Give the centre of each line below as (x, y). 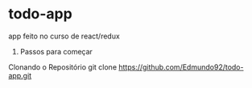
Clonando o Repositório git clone (63, 67)
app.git (20, 75)
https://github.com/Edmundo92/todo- (181, 67)
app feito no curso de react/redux (64, 36)
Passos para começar (56, 51)
